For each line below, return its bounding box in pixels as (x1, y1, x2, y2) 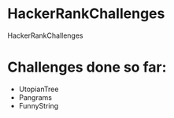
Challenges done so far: (7, 58, 167, 76)
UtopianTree (18, 84, 59, 94)
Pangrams (18, 92, 53, 102)
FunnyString (18, 101, 59, 110)
